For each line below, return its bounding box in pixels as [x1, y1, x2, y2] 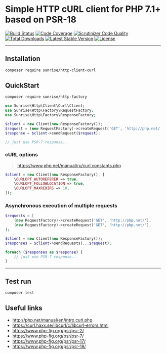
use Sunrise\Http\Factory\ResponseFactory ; [5, 113, 96, 118]
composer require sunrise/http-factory [5, 94, 87, 99]
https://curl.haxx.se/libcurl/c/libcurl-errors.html [12, 322, 109, 328]
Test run [5, 277, 32, 285]
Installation [5, 54, 41, 63]
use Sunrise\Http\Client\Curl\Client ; [5, 103, 85, 108]
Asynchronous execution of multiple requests [5, 202, 118, 209]
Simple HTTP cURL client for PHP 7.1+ [5, 3, 161, 15]
